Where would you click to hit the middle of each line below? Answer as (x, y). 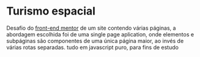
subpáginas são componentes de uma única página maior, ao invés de (95, 41)
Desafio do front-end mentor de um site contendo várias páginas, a (91, 28)
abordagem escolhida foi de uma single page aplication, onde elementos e (100, 34)
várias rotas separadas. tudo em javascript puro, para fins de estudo (93, 47)
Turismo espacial (51, 11)
